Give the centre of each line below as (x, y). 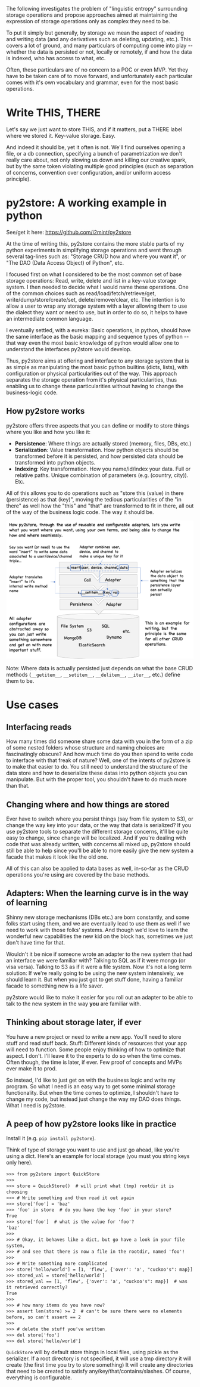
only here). (19, 1163)
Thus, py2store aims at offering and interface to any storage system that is (98, 361)
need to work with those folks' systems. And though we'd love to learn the (97, 930)
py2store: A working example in (87, 203)
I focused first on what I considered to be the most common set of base (94, 274)
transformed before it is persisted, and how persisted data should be (99, 456)
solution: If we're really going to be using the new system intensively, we (95, 973)
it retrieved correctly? (37, 1287)
